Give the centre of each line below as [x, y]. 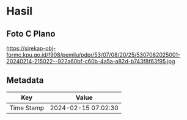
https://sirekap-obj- [31, 48]
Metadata [25, 80]
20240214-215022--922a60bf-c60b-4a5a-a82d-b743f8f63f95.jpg [91, 61]
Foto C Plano [31, 34]
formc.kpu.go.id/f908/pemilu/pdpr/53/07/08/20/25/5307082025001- [94, 55]
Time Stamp [27, 108]
